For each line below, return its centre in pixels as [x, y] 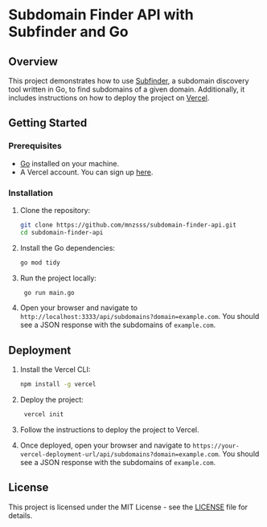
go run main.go [49, 292]
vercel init [44, 415]
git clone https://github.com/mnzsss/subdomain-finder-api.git [128, 225]
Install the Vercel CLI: [55, 370]
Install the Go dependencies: [67, 247]
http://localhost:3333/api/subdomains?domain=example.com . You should [140, 317]
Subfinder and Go [68, 32]
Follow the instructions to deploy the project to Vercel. [109, 430]
